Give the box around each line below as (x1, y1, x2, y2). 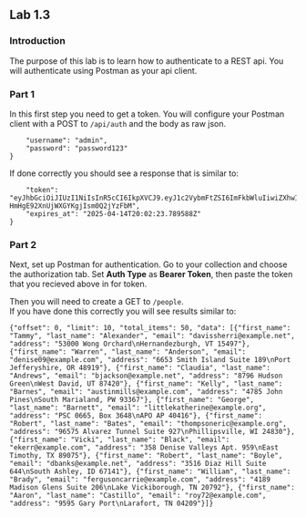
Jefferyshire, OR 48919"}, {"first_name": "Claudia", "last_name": (9, 364, 271, 373)
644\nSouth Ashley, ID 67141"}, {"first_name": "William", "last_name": (9, 467, 291, 477)
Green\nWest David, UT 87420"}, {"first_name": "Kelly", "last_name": (9, 379, 283, 388)
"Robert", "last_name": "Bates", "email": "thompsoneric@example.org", (9, 419, 287, 429)
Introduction (9, 35, 66, 47)
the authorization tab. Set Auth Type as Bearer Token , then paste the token (9, 269, 293, 280)
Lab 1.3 (9, 7, 51, 23)
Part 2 (9, 238, 37, 251)
